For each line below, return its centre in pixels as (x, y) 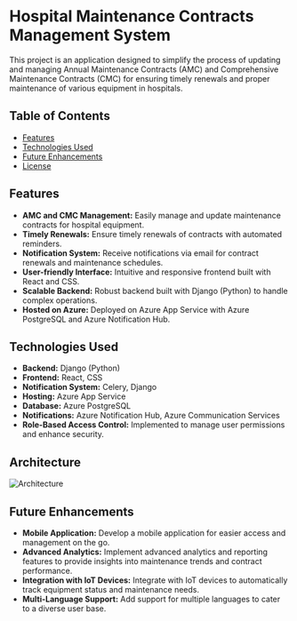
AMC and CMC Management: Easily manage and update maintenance (152, 215)
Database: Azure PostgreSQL (76, 406)
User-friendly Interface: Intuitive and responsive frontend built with (146, 272)
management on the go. (66, 542)
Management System (90, 35)
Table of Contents (60, 116)
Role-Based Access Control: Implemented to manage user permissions (153, 425)
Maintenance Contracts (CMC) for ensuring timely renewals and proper (140, 78)
